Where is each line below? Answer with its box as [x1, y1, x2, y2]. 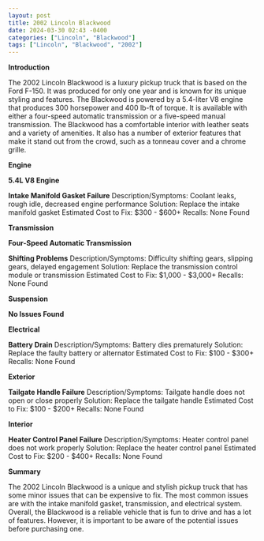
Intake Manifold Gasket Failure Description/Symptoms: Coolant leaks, [8, 191, 236, 201]
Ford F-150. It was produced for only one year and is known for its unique [8, 86, 247, 96]
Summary [8, 467, 41, 476]
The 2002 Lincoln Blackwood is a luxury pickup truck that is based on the [8, 78, 247, 88]
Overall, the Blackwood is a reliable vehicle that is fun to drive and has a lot [8, 507, 251, 517]
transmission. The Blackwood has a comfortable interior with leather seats [8, 120, 250, 130]
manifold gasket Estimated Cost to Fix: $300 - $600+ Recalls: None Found [8, 208, 251, 217]
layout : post [8, 11, 51, 20]
